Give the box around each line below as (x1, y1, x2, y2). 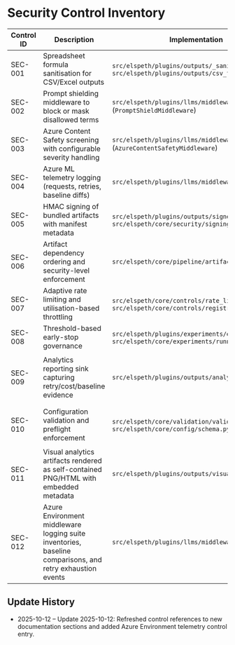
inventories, (43, 537, 82, 547)
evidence (43, 390, 73, 400)
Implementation (169, 34, 224, 44)
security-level (43, 265, 90, 275)
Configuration (43, 407, 89, 416)
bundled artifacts (43, 210, 99, 220)
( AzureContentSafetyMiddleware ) (111, 142, 218, 152)
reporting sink (43, 363, 89, 373)
